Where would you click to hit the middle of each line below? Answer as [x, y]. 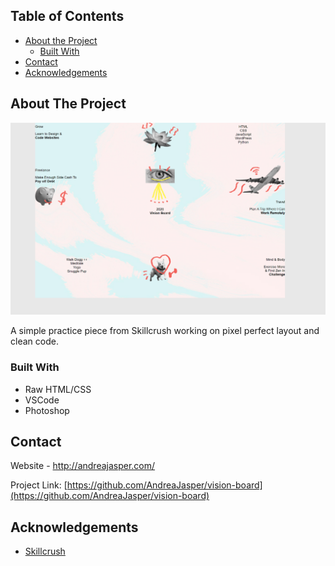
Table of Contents [67, 16]
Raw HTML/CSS [58, 389]
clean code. [34, 341]
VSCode [42, 400]
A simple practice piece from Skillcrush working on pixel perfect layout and [165, 331]
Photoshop [47, 410]
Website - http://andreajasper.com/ [83, 466]
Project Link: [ [39, 485]
